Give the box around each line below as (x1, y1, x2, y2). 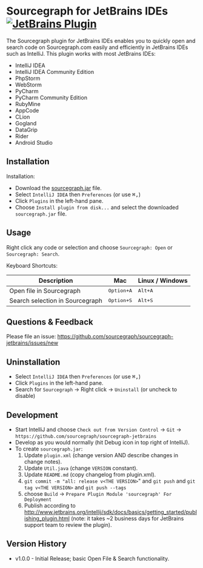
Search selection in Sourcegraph (9, 296, 103, 305)
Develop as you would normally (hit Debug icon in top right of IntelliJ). (15, 439, 190, 446)
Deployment (24, 497, 52, 503)
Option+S (108, 297, 132, 304)
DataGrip (15, 126, 38, 133)
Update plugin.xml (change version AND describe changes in (24, 452, 179, 458)
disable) (15, 392, 36, 400)
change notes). (24, 458, 62, 465)
